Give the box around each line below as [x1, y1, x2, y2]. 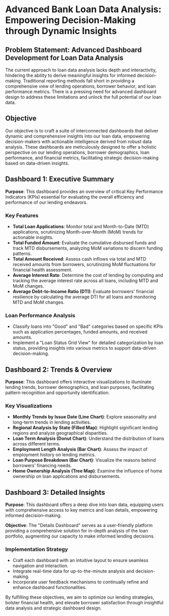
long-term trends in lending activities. [12, 419, 91, 426]
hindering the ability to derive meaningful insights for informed [5, 72, 136, 78]
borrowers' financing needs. [12, 462, 72, 469]
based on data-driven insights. [5, 160, 70, 166]
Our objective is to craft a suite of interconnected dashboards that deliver [5, 127, 159, 133]
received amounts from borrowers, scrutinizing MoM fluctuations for [12, 261, 156, 267]
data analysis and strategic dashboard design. [5, 605, 102, 611]
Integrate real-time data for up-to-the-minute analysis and [12, 568, 134, 574]
